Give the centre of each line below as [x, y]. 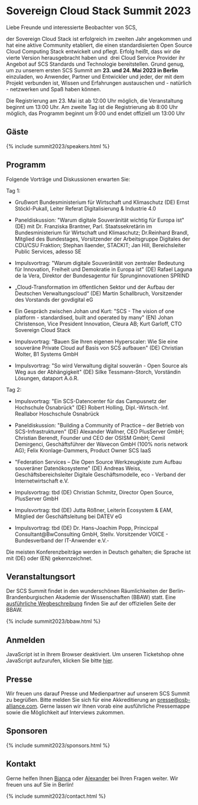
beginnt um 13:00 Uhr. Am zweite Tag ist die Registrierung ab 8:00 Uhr [92, 107]
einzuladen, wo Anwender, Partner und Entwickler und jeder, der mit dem [95, 76]
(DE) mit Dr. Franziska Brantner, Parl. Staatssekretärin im [83, 226]
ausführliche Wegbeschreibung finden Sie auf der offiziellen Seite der [91, 603]
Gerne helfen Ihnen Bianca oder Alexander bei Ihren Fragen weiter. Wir [92, 778]
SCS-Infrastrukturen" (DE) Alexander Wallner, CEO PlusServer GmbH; [99, 432]
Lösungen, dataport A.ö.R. [47, 378]
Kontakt [21, 764]
